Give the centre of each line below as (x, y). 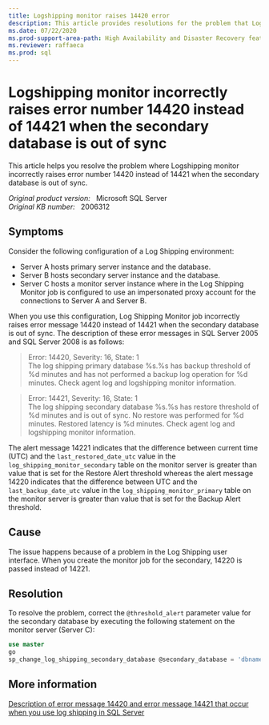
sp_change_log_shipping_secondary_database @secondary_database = (121, 660)
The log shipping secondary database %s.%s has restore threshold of (143, 407)
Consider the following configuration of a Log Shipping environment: (121, 251)
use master (26, 645)
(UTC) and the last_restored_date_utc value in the (92, 456)
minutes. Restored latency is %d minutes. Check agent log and (131, 423)
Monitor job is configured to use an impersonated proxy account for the (138, 292)
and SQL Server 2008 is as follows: (66, 342)
